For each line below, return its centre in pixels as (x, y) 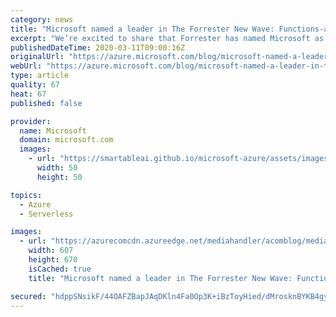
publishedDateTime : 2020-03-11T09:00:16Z (98, 47)
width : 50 (57, 168)
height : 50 (59, 177)
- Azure (35, 204)
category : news (42, 19)
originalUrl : (37, 57)
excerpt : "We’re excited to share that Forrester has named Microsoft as (167, 38)
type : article (40, 76)
